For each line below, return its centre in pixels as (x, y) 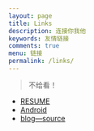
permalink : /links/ (41, 61)
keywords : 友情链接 (39, 38)
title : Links (30, 23)
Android (33, 109)
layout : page (30, 16)
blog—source (43, 118)
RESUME (35, 101)
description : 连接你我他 (47, 31)
